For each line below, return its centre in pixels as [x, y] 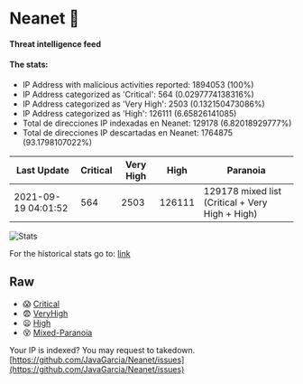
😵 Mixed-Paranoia [57, 332]
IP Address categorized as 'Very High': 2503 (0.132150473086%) [144, 104]
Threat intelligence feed [55, 43]
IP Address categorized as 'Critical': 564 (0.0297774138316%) [138, 94]
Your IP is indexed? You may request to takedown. [102, 350]
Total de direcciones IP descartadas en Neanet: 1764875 [127, 132]
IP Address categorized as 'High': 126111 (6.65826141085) [129, 113]
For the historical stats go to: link [70, 253]
